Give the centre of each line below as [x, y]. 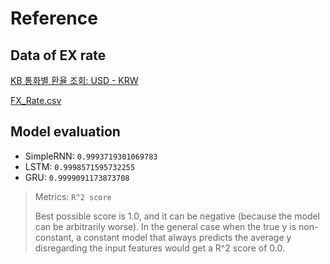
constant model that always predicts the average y [187, 237]
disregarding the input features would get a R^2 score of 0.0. [159, 248]
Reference [54, 18]
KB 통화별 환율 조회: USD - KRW [74, 80]
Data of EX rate [58, 55]
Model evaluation [65, 132]
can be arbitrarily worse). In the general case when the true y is [165, 226]
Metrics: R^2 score [73, 196]
